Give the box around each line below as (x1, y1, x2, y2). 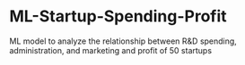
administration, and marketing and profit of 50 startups (9, 45, 213, 55)
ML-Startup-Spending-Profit (9, 6, 227, 27)
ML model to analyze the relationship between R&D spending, (9, 36, 238, 46)
